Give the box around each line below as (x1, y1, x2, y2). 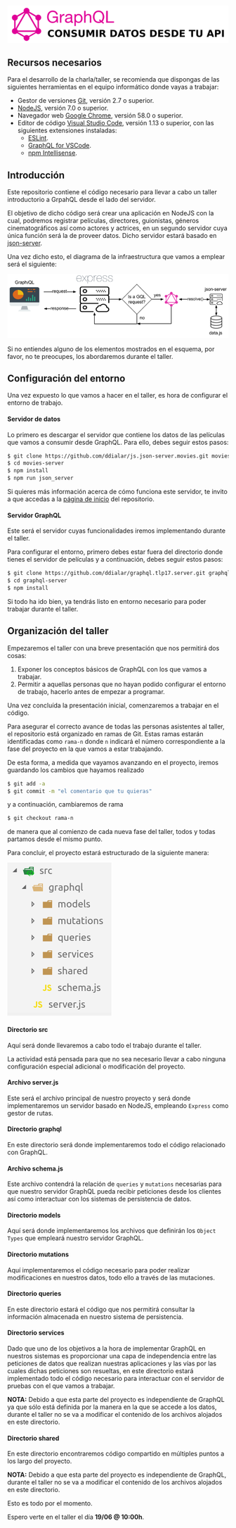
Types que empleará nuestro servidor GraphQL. (7, 1234, 144, 1242)
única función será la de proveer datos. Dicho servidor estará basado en (7, 232, 217, 240)
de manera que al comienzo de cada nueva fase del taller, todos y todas (7, 828, 216, 836)
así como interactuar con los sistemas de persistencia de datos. (7, 1195, 192, 1204)
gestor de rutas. (7, 1109, 54, 1117)
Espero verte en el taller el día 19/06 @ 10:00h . (7, 1513, 145, 1522)
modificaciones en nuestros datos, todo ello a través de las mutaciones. (7, 1273, 216, 1282)
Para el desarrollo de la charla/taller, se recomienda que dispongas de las (7, 75, 220, 84)
